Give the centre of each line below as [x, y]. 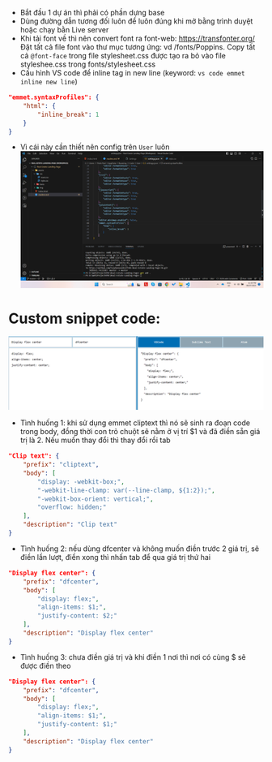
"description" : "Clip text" [70, 525]
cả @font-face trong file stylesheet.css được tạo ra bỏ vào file [123, 56]
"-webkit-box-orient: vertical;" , [96, 499]
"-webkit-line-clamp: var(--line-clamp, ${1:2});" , [127, 490]
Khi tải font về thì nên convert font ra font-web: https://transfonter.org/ [137, 38]
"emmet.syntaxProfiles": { [54, 97]
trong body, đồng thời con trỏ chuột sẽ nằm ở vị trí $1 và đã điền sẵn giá [140, 432]
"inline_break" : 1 [68, 114]
